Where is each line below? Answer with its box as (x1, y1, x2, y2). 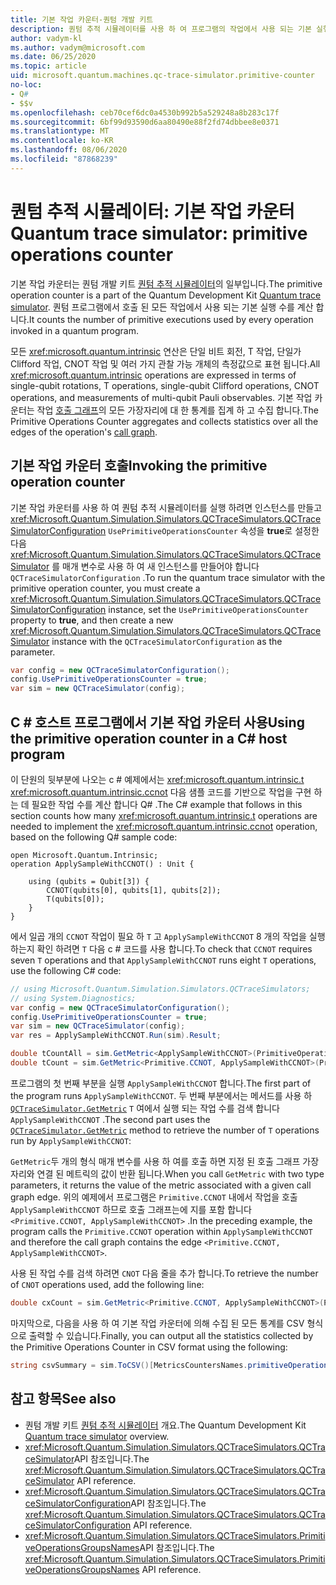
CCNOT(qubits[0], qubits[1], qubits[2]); (46, 885, 222, 895)
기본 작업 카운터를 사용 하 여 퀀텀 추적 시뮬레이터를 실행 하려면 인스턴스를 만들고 (10, 501, 323, 513)
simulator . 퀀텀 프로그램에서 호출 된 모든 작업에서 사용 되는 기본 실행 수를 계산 (10, 301, 314, 313)
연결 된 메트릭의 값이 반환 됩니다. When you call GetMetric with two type (36, 1167, 325, 1180)
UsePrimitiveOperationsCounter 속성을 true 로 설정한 (108, 524, 320, 536)
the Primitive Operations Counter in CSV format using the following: (10, 1341, 288, 1353)
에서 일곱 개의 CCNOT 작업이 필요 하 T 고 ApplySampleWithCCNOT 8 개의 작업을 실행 (10, 930, 326, 942)
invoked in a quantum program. (10, 324, 139, 336)
